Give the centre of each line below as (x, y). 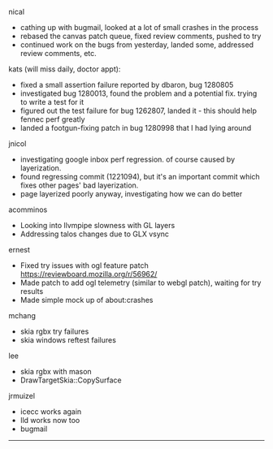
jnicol (17, 144)
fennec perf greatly (52, 119)
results (32, 291)
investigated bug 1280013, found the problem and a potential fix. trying (139, 93)
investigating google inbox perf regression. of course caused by (128, 159)
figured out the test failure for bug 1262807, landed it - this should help (139, 110)
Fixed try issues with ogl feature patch (84, 266)
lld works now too (50, 420)
